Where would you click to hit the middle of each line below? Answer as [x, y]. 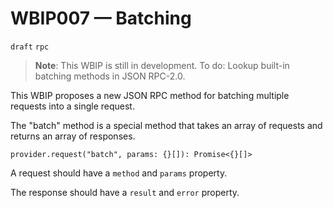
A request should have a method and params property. [119, 173]
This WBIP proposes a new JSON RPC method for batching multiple [150, 95]
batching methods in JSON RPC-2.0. [110, 76]
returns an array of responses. [73, 136]
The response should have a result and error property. [125, 192]
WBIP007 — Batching [101, 18]
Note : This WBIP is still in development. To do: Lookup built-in [162, 65]
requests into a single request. [72, 106]
